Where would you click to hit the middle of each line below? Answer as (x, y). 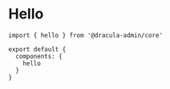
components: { (39, 56)
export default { (37, 49)
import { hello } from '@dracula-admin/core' (85, 35)
